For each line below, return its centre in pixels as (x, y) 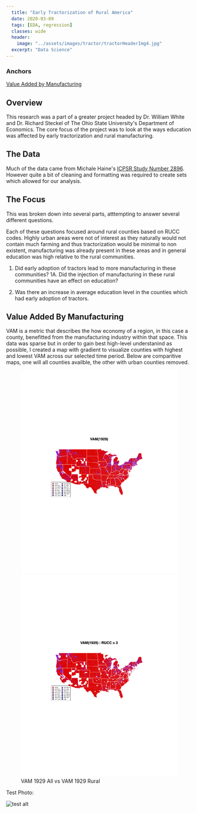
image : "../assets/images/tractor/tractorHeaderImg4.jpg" (89, 44)
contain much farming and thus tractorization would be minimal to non (91, 244)
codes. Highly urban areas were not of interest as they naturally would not (96, 238)
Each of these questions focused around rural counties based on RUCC (93, 231)
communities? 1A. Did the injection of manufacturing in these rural (95, 274)
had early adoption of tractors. (52, 298)
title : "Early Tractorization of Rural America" (72, 12)
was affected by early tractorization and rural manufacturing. (80, 135)
